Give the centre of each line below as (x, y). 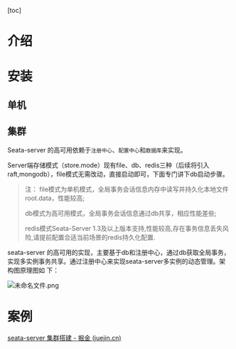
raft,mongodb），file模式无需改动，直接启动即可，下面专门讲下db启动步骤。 (118, 174)
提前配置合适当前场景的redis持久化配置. (97, 237)
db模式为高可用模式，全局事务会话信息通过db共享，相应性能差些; (120, 213)
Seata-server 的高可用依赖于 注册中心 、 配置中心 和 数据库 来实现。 (97, 150)
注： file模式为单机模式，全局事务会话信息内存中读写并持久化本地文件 (127, 189)
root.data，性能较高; (55, 198)
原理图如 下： (39, 270)
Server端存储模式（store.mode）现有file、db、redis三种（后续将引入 (108, 165)
